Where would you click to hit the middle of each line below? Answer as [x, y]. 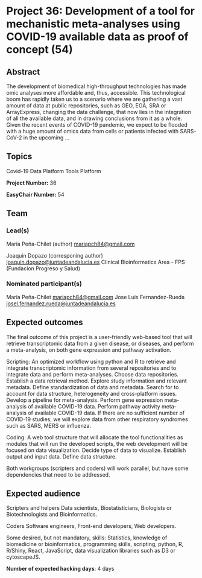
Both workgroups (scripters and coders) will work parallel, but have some [97, 468]
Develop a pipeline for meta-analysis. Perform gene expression [85, 400]
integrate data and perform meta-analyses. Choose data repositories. [93, 374]
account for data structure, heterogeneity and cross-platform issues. [92, 393]
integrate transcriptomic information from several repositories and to [91, 368]
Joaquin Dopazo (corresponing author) [55, 255]
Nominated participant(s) [44, 284]
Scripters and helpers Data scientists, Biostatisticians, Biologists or [89, 508]
